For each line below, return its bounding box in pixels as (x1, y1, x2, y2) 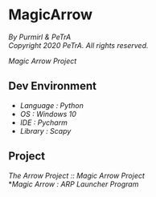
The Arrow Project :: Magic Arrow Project (8, 171, 145, 180)
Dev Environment (8, 79, 97, 93)
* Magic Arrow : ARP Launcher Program (8, 179, 139, 189)
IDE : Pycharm (19, 118, 68, 127)
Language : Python (19, 100, 84, 110)
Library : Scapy (19, 126, 72, 135)
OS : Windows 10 (19, 109, 76, 119)
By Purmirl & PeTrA (8, 32, 72, 42)
